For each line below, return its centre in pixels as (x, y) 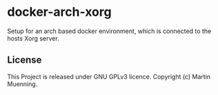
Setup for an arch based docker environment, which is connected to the (109, 31)
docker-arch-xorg (59, 12)
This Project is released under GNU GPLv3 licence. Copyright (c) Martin (109, 76)
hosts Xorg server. (33, 38)
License (24, 60)
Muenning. (22, 84)
